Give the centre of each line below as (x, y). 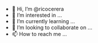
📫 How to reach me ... (39, 34)
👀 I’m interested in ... (37, 15)
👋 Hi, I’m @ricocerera (38, 9)
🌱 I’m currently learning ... (43, 21)
